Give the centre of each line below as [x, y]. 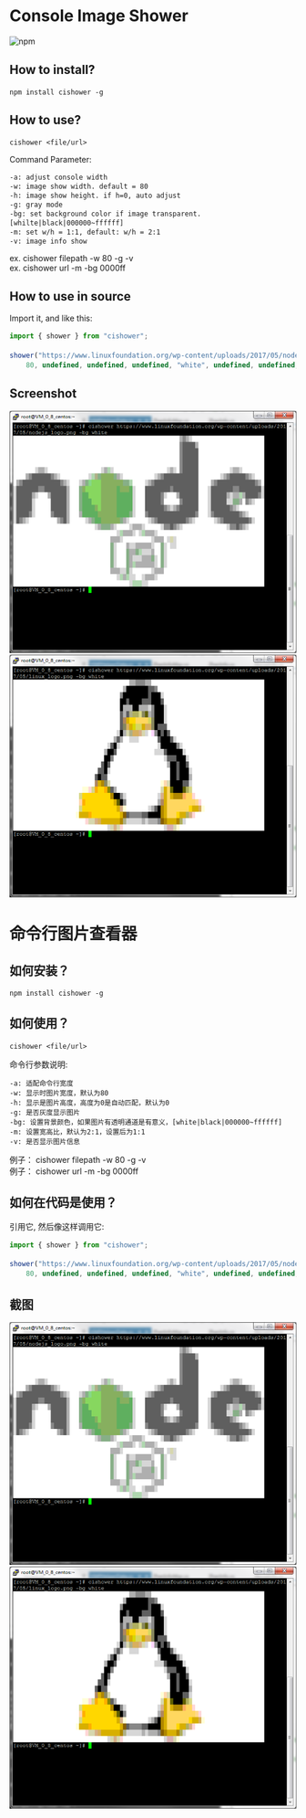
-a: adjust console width [58, 177]
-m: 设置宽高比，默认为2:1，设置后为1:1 [77, 1132]
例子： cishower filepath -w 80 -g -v [78, 1159]
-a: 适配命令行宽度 [41, 1083]
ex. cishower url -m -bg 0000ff [67, 268]
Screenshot [43, 394]
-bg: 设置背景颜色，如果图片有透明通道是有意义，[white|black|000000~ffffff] [146, 1122]
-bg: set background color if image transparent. [106, 214]
